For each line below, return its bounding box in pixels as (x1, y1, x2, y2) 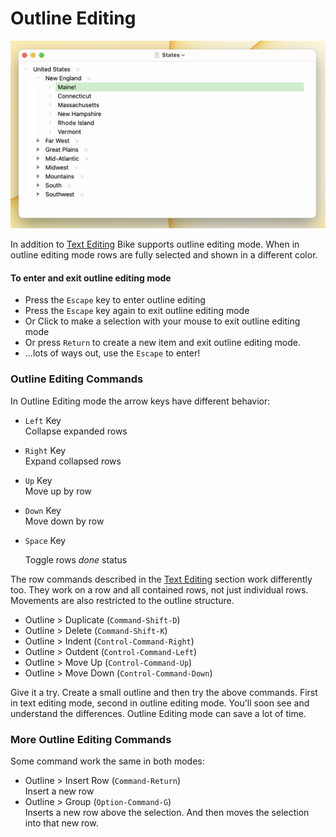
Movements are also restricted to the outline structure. (10, 594, 235, 606)
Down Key (24, 504, 62, 516)
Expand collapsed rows (24, 455, 122, 467)
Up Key (24, 474, 53, 486)
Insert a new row (24, 785, 95, 797)
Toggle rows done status (24, 553, 128, 566)
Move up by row (24, 485, 92, 497)
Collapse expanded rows (24, 425, 128, 437)
